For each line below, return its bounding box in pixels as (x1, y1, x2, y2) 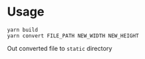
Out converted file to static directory (7, 44, 113, 52)
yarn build (7, 26, 38, 33)
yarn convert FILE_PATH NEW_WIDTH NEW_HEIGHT (7, 32, 139, 39)
